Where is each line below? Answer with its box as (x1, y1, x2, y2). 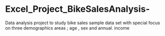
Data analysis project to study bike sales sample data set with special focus (5, 20, 161, 26)
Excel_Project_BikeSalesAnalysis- (5, 3, 150, 15)
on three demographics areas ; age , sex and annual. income (5, 25, 130, 31)
